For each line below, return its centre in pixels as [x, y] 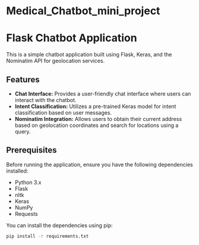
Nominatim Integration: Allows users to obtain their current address [98, 119]
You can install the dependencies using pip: [59, 225]
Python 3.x [28, 182]
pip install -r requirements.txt [48, 236]
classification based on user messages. [63, 112]
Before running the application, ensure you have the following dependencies [99, 164]
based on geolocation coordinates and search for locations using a [97, 125]
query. [23, 131]
